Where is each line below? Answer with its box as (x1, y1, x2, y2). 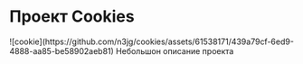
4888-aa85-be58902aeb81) (9, 45, 115, 56)
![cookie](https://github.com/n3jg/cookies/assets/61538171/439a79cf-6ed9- (9, 36, 294, 47)
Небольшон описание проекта (116, 45, 234, 56)
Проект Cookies (9, 6, 135, 27)
